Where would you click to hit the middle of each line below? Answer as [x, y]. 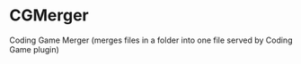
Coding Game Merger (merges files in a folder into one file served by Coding [151, 40]
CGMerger [49, 16]
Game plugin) [35, 49]
